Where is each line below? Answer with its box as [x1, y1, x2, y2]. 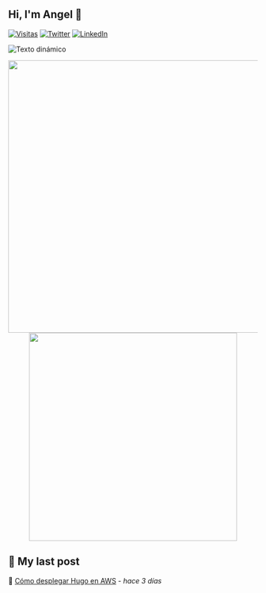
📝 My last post [8, 555, 81, 568]
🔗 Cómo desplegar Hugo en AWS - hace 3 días [8, 576, 162, 585]
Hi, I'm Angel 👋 [8, 8, 82, 21]
